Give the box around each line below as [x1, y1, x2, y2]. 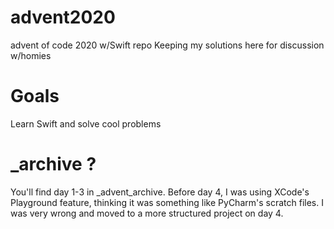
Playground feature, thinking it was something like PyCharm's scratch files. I [10, 196, 324, 208]
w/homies [10, 49, 52, 61]
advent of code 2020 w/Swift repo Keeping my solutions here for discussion [10, 39, 325, 51]
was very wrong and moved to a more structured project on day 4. [10, 207, 284, 219]
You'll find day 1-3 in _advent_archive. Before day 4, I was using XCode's [10, 186, 310, 198]
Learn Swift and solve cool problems [10, 117, 162, 130]
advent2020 [10, 6, 116, 29]
